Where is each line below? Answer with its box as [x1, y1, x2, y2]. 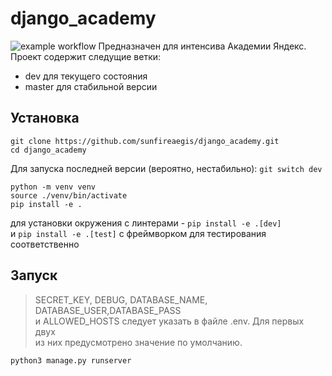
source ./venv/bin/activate [10, 190, 128, 201]
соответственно [10, 238, 80, 250]
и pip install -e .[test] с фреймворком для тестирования [10, 227, 267, 239]
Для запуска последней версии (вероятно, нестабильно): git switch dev [10, 162, 323, 174]
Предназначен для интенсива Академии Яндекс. [98, 40, 307, 52]
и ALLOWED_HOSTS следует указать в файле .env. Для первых [34, 315, 305, 327]
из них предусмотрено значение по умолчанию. [34, 336, 243, 348]
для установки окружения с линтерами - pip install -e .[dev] [10, 217, 282, 229]
